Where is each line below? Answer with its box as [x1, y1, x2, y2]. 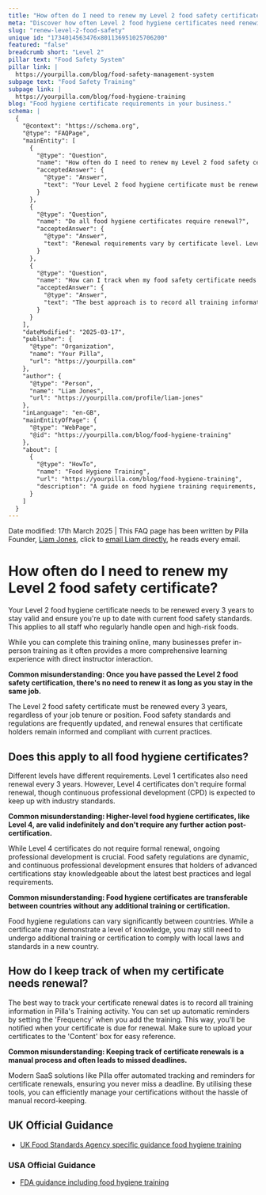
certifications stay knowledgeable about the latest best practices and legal [8, 869, 252, 878]
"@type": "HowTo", [36, 461, 97, 469]
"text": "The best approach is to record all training [43, 298, 228, 306]
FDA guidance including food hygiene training [19, 1177, 169, 1187]
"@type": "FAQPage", [22, 129, 90, 137]
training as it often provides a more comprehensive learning [32, 646, 228, 655]
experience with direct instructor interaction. [8, 654, 154, 664]
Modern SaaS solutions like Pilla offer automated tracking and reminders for [8, 1070, 256, 1080]
